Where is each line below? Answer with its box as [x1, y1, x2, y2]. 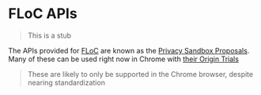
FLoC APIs [8, 5, 78, 23]
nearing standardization [27, 78, 105, 87]
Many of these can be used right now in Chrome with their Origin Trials [8, 54, 240, 64]
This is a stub [27, 31, 72, 40]
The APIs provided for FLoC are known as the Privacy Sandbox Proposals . [8, 46, 250, 55]
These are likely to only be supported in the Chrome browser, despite [27, 69, 254, 79]
